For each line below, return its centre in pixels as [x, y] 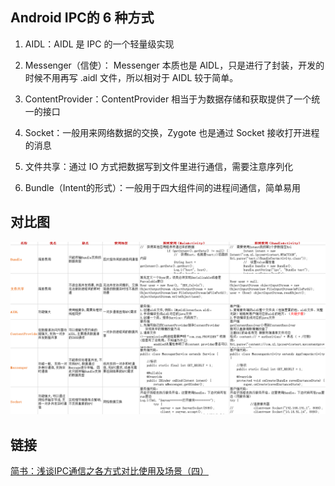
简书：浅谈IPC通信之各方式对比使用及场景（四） [109, 471]
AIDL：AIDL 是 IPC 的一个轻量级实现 [99, 44]
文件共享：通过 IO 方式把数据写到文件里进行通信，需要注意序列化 [159, 166]
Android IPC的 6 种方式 [82, 18]
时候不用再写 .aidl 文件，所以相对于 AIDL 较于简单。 [131, 77]
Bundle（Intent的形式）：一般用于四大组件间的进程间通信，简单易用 [163, 187]
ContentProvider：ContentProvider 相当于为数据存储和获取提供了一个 [168, 99]
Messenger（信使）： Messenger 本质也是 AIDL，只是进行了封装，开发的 [174, 65]
